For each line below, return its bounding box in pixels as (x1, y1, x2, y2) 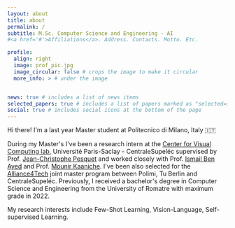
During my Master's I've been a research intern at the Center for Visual (7, 140, 211, 148)
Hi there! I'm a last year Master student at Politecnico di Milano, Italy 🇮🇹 (7, 126, 216, 134)
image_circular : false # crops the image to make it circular (13, 68, 199, 76)
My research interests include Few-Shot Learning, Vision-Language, (7, 206, 204, 214)
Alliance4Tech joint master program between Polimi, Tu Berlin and (7, 169, 198, 178)
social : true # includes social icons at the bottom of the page (7, 106, 201, 114)
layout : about (7, 10, 49, 17)
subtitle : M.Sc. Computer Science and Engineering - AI (7, 29, 173, 37)
